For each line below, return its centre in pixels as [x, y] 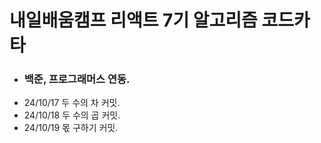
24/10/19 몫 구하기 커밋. [71, 128]
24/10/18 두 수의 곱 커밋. [72, 115]
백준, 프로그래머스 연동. [77, 79]
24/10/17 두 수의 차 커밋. [72, 103]
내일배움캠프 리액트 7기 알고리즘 [133, 20]
